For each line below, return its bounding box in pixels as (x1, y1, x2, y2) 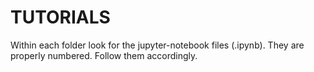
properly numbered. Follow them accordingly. (10, 49, 198, 61)
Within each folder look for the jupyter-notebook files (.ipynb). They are (10, 39, 305, 51)
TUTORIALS (10, 6, 111, 29)
